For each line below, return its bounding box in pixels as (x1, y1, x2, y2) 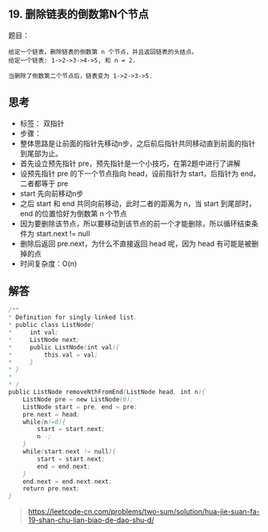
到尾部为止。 (19, 148, 62, 158)
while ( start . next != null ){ (22, 448, 116, 456)
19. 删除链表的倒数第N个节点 (8, 7, 150, 22)
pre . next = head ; (22, 410, 81, 418)
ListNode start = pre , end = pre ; (22, 403, 138, 411)
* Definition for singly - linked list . (8, 313, 138, 322)
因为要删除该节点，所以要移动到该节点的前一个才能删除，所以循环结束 (19, 219, 252, 228)
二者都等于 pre (19, 179, 69, 188)
